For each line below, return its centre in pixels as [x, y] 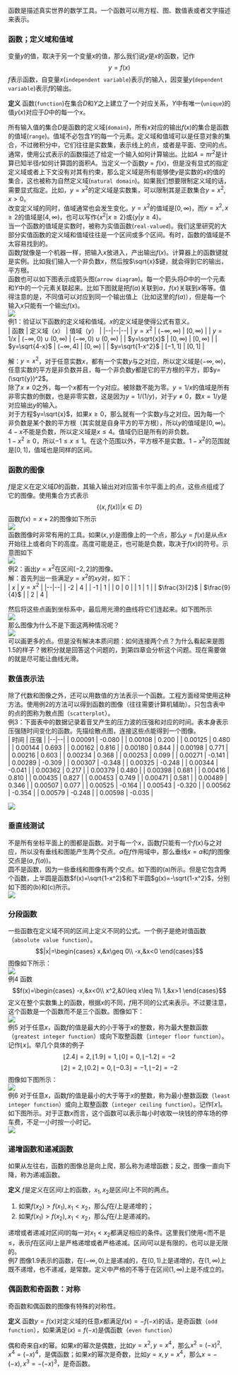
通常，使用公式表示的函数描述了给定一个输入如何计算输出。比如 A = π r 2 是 [115, 153]
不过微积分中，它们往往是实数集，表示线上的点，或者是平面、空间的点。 [125, 145]
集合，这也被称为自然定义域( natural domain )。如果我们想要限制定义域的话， [119, 181]
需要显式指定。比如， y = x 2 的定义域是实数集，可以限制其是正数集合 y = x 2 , [117, 189]
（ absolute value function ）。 [52, 940]
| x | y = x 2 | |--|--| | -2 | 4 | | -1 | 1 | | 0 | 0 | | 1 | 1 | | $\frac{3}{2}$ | [105, 586]
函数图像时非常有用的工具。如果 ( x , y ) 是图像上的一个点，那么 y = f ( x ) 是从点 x [118, 535]
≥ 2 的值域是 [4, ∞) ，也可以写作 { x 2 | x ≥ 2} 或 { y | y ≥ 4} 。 [87, 216]
